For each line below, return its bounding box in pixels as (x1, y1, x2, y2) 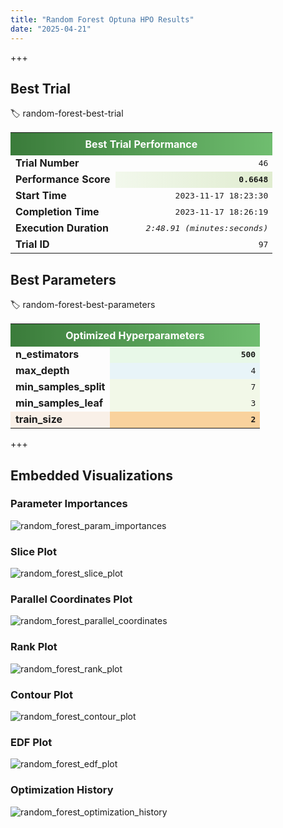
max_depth (15, 364, 70, 378)
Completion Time (15, 205, 100, 219)
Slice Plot (10, 544, 57, 558)
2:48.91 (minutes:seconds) (145, 223, 269, 233)
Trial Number (15, 156, 80, 170)
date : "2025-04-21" (10, 24, 92, 34)
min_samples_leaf (15, 396, 104, 410)
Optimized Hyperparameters (65, 329, 205, 343)
